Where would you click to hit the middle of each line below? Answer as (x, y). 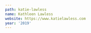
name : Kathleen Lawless (29, 14)
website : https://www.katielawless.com (45, 18)
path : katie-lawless (26, 9)
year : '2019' (18, 23)
